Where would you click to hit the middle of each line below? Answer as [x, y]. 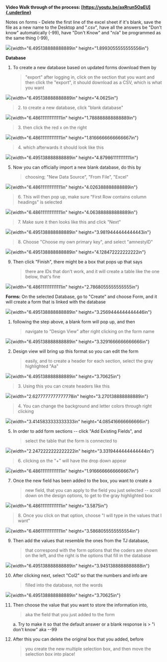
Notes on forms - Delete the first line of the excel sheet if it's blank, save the [83, 22]
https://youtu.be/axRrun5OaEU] [117, 7]
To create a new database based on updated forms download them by [84, 67]
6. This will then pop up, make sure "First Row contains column [82, 197]
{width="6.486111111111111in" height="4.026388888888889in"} [74, 187]
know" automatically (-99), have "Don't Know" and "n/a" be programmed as [83, 33]
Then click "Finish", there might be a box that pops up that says [78, 262]
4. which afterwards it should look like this [61, 147]
